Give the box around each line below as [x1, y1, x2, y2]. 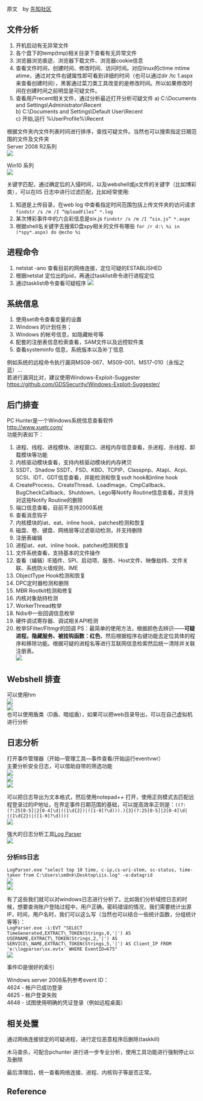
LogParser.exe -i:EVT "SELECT [7, 925, 83, 931]
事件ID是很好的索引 [7, 963, 55, 971]
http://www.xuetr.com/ [7, 424, 63, 431]
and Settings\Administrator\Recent [15, 101, 102, 109]
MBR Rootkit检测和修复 [15, 587, 73, 595]
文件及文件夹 [17, 135, 49, 142]
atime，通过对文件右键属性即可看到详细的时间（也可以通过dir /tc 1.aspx [15, 72, 193, 79]
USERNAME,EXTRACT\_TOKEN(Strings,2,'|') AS [7, 936, 118, 942]
